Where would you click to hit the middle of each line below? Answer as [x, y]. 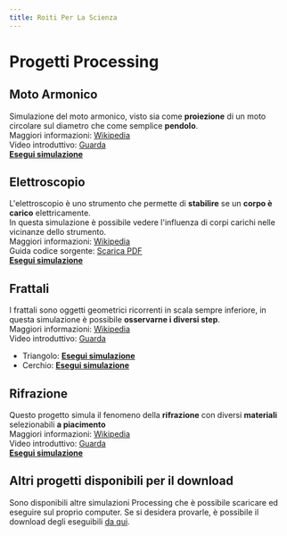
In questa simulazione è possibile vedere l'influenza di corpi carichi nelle [143, 222]
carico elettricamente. [50, 213]
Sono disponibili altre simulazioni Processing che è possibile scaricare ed [144, 502]
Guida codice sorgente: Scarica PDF [76, 251]
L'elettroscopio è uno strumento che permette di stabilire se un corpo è [141, 204]
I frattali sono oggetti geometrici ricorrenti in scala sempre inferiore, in [138, 310]
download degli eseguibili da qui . [70, 521]
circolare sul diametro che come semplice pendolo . [104, 125]
